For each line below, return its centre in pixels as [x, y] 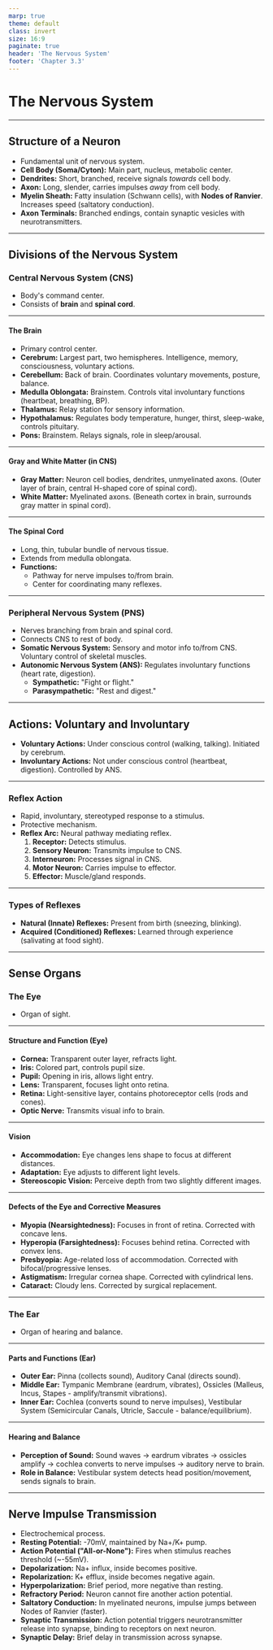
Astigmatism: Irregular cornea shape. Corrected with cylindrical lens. [136, 1277]
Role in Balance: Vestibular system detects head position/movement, [136, 1472]
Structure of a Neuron [65, 142]
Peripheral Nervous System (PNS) [76, 612]
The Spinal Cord [36, 531]
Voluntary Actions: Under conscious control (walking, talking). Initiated [140, 744]
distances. [37, 1163]
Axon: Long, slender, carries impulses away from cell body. [120, 187]
